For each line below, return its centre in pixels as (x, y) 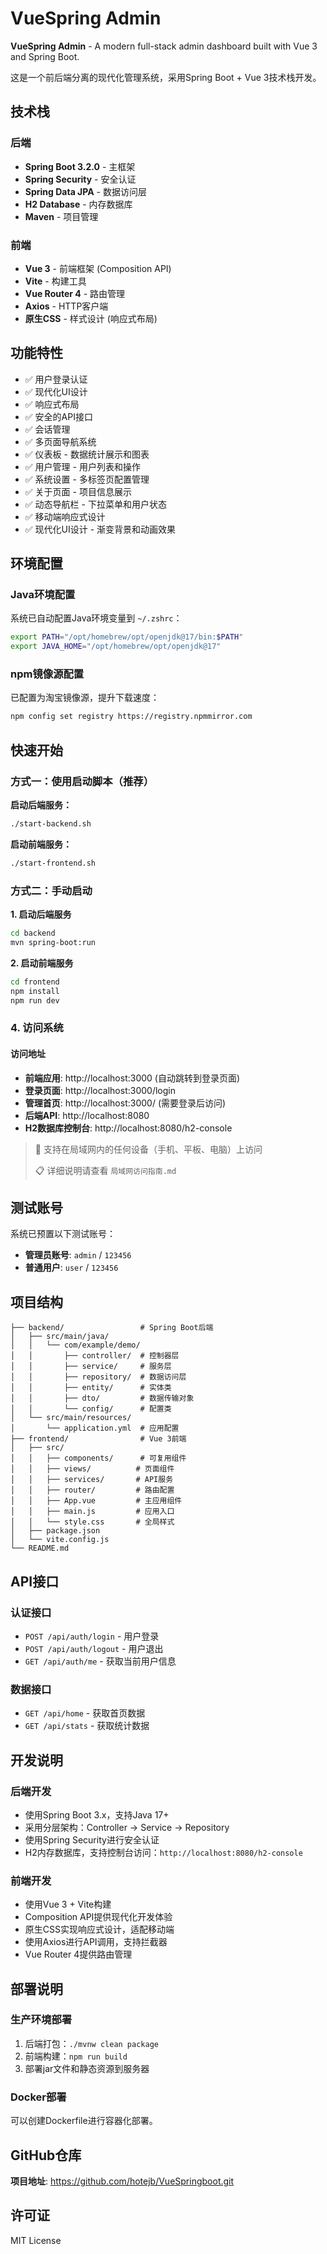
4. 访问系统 (37, 1028)
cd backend (33, 933)
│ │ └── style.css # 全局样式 (92, 1522)
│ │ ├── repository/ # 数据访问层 (98, 1377)
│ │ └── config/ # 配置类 (91, 1409)
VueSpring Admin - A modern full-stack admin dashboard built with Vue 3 (164, 46)
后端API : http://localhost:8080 (87, 1115)
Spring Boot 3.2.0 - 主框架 (80, 166)
